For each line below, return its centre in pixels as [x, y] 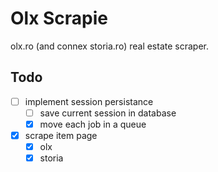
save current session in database [108, 113]
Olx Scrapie [59, 18]
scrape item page [61, 135]
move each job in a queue [93, 124]
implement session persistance [89, 101]
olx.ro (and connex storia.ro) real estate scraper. [109, 46]
